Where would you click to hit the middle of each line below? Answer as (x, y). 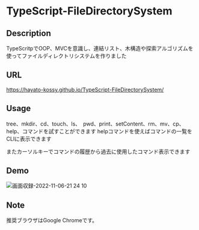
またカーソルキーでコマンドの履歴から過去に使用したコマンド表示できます (98, 151)
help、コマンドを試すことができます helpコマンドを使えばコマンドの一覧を (99, 131)
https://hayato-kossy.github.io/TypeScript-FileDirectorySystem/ (85, 89)
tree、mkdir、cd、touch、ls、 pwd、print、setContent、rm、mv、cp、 (95, 124)
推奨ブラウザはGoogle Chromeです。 (52, 220)
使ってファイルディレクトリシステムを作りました (66, 56)
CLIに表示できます (29, 139)
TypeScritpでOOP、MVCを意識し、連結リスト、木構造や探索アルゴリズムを (100, 48)
